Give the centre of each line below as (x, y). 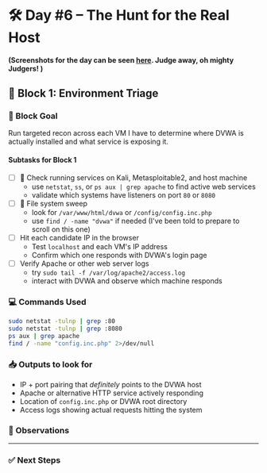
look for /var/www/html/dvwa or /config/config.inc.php (122, 212)
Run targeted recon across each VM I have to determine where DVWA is (126, 133)
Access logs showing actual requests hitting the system (111, 410)
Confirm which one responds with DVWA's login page (119, 255)
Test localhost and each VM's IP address (100, 246)
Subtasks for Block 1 (43, 160)
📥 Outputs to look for (50, 364)
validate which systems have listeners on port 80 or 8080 (124, 194)
